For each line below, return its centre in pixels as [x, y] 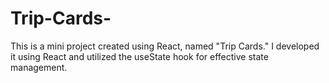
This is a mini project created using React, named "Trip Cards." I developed [165, 46]
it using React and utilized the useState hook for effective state [139, 56]
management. [39, 67]
